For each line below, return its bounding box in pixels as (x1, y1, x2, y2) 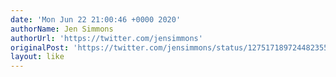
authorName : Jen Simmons (10, 24, 114, 34)
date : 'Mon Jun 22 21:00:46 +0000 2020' (10, 14, 182, 25)
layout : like (10, 52, 65, 62)
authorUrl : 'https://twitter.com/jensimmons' (10, 33, 203, 43)
